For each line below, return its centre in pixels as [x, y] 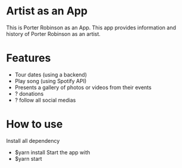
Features [29, 58]
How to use [34, 124]
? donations [29, 93]
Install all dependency [33, 140]
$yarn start [29, 158]
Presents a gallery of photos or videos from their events [83, 87]
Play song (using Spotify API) [51, 81]
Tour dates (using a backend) [51, 74]
